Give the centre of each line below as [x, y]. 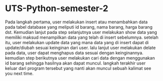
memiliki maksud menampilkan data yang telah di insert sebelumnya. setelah [82, 37]
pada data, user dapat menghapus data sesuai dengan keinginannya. [74, 53]
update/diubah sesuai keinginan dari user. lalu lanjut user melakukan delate [80, 48]
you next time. [19, 73]
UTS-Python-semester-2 [57, 8]
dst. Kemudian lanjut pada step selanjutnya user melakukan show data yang [81, 32]
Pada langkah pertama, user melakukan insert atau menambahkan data [76, 22]
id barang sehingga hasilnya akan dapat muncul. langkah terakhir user [75, 63]
